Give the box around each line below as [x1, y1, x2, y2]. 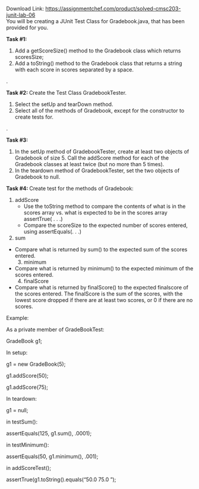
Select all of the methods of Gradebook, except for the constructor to [14, 107, 185, 114]
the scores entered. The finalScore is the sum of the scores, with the [14, 290, 183, 297]
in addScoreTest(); [6, 465, 52, 471]
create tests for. [14, 113, 53, 120]
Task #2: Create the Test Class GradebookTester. [6, 89, 127, 96]
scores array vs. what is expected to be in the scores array [23, 209, 168, 216]
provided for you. [6, 24, 49, 31]
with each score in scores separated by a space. [14, 66, 134, 73]
